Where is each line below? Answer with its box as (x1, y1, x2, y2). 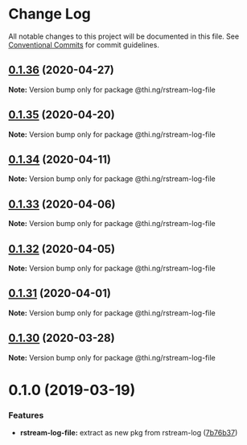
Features (8, 410, 44, 421)
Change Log (8, 5, 91, 23)
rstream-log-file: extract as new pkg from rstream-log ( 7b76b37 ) (19, 428, 238, 438)
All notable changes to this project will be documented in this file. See (8, 31, 240, 41)
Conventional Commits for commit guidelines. (8, 39, 159, 49)
